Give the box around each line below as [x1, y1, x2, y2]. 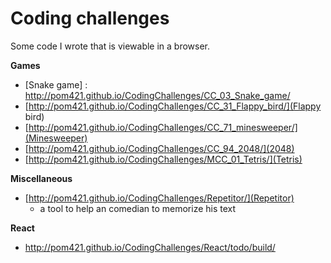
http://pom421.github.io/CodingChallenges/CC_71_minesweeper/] [28, 121, 298, 133]
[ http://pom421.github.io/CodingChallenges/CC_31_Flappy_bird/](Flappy [24, 100, 322, 112]
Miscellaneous [10, 172, 73, 184]
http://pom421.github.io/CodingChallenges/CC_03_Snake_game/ [24, 89, 291, 101]
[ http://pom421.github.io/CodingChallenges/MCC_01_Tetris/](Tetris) [24, 153, 303, 165]
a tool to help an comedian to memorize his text [39, 202, 237, 214]
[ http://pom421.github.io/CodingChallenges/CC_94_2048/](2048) [24, 142, 295, 154]
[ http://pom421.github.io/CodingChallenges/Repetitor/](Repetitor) [24, 192, 295, 204]
